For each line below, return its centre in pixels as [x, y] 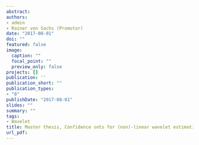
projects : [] [22, 72]
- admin [16, 22]
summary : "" [21, 111]
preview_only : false [37, 67]
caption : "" [26, 56]
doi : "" [16, 39]
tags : [13, 116]
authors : [17, 17]
